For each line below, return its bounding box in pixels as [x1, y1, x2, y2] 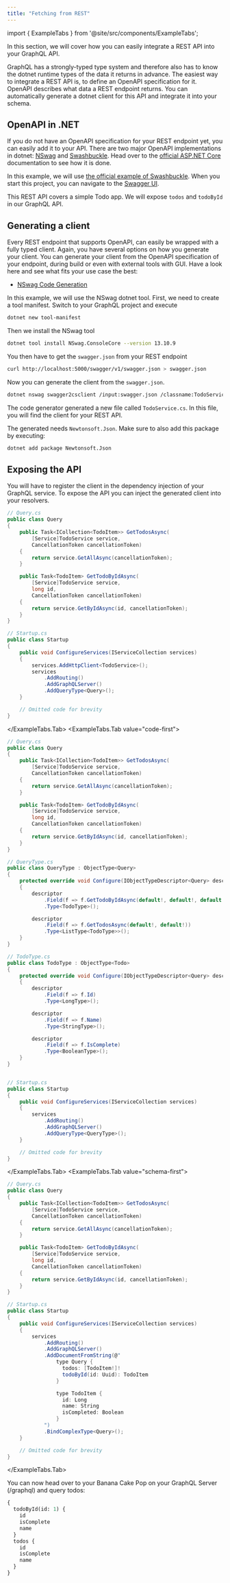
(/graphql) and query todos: [7, 1486, 86, 1495]
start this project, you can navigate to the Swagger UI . [7, 180, 159, 188]
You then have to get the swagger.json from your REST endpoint [7, 352, 188, 360]
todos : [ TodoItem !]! [62, 1365, 121, 1372]
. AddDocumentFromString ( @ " [43, 1352, 121, 1359]
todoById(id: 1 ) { [13, 1506, 66, 1513]
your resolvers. [7, 496, 50, 504]
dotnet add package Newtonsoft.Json [7, 445, 112, 452]
